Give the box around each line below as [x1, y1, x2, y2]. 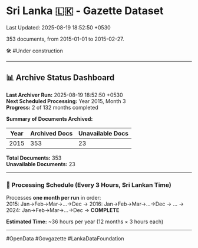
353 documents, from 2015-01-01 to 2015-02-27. [6, 35, 125, 42]
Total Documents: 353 [6, 154, 62, 161]
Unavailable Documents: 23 [6, 160, 75, 167]
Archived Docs [30, 129, 73, 137]
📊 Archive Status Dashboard [6, 72, 115, 83]
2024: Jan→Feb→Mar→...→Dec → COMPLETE [6, 207, 120, 214]
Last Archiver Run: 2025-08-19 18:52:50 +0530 [6, 91, 123, 98]
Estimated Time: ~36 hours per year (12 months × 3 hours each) [6, 218, 164, 225]
